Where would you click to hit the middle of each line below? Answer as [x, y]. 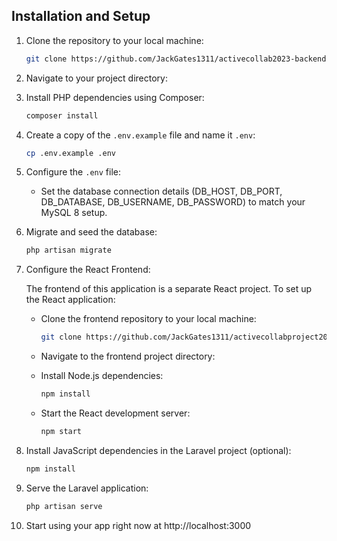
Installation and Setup [81, 16]
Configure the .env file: [73, 172]
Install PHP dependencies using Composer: [115, 97]
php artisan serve [64, 506]
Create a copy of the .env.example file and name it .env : [140, 135]
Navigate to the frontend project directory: [128, 356]
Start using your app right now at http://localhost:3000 [138, 525]
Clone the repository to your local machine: [114, 40]
